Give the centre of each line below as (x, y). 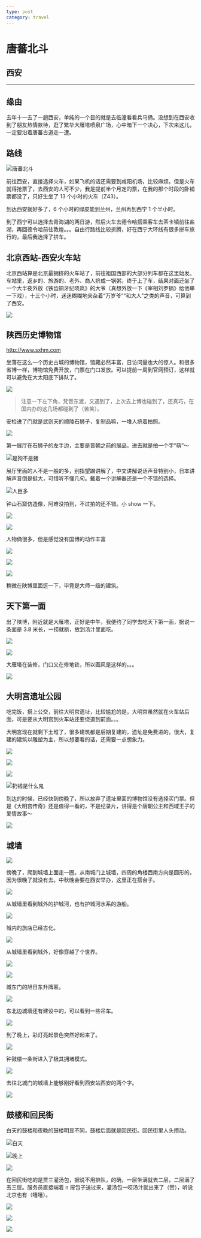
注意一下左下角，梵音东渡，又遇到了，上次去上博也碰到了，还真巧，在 (107, 401)
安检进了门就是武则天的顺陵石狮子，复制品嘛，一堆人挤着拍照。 (85, 421)
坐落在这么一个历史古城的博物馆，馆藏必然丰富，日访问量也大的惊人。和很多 (100, 362)
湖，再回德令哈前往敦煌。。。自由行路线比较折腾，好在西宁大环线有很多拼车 (98, 230)
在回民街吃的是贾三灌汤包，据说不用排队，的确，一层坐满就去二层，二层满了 (100, 1180)
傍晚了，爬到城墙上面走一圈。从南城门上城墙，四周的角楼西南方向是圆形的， (100, 872)
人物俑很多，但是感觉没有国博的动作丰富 (56, 539)
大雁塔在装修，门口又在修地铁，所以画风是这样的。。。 (72, 664)
